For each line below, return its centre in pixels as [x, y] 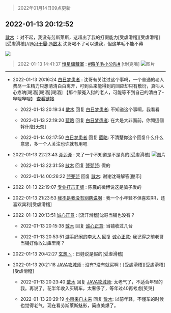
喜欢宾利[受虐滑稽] [32, 204]
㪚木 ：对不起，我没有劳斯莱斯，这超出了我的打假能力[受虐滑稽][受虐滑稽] [83, 37]
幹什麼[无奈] [33, 126]
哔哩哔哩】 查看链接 [33, 98]
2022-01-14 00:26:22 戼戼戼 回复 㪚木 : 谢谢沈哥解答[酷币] [81, 176]
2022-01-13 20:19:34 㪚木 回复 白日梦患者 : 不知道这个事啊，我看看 [90, 109]
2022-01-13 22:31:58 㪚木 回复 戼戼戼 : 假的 [65, 165]
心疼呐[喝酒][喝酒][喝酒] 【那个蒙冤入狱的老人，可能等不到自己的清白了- [88, 92]
